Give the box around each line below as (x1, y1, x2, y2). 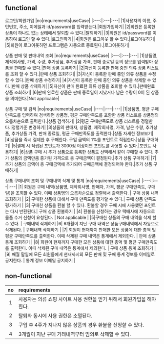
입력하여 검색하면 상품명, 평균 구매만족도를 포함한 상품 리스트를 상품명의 (21, 112, 159, 118)
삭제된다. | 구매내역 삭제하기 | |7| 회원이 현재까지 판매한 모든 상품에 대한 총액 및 (5, 227, 156, 233)
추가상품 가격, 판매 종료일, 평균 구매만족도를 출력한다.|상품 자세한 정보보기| (11, 130, 154, 136)
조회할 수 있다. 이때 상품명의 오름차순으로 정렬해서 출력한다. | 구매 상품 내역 (15, 190, 159, 196)
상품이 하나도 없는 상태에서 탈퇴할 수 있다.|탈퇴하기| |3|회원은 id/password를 (5, 29, 152, 36)
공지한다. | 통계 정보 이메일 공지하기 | (5, 257, 76, 263)
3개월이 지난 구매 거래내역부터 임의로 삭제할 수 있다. (18, 331, 131, 338)
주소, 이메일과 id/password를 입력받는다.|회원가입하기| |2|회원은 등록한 (19, 24, 156, 29)
